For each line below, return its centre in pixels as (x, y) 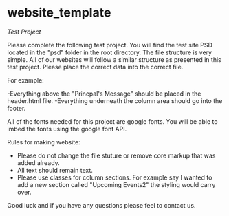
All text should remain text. (55, 170)
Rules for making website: (44, 142)
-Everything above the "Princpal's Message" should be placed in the (104, 94)
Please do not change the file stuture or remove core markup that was (116, 155)
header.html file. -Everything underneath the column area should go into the (115, 100)
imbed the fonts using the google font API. (67, 129)
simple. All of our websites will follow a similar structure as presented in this (114, 59)
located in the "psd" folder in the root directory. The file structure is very (109, 52)
